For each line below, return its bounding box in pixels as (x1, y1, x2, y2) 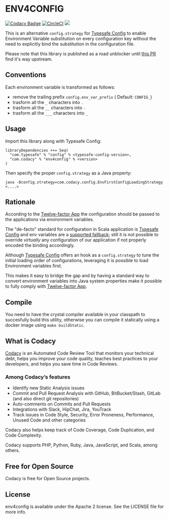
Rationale (5, 197, 36, 206)
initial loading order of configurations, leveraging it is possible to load (5, 257, 148, 264)
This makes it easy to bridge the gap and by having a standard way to (5, 273, 150, 279)
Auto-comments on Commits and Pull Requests (12, 401, 111, 407)
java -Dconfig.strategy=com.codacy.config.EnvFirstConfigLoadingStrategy (5, 180, 163, 185)
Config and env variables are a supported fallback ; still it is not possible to (5, 232, 159, 238)
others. (5, 447, 20, 453)
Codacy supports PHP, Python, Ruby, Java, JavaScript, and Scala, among (5, 442, 157, 448)
